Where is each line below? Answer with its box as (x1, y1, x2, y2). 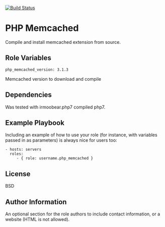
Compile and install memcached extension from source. (5, 39, 121, 45)
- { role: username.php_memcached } (16, 156, 94, 161)
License (5, 169, 31, 178)
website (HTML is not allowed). (5, 216, 70, 222)
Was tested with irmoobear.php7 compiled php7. (5, 104, 106, 110)
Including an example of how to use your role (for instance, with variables (5, 132, 157, 138)
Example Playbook (5, 119, 64, 127)
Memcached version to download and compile (5, 76, 102, 82)
